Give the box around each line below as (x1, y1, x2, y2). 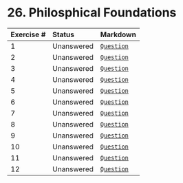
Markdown (100, 30, 136, 39)
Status (52, 30, 74, 39)
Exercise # (10, 30, 46, 39)
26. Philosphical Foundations (7, 5, 177, 21)
